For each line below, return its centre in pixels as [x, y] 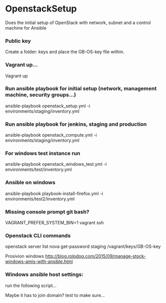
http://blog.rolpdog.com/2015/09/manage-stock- [95, 256]
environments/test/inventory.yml [39, 170]
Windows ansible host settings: [44, 274]
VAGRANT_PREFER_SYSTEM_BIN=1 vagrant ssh [54, 223]
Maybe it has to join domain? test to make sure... [55, 295]
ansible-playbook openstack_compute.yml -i [51, 135]
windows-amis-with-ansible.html [39, 261]
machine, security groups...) [41, 95]
